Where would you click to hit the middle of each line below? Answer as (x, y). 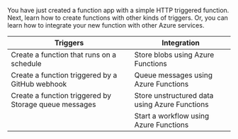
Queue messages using (173, 75)
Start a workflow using (172, 116)
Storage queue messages (53, 104)
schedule (26, 63)
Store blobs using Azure (174, 55)
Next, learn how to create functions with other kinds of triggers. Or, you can (118, 18)
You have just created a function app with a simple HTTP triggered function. (118, 10)
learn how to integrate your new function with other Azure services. (106, 25)
